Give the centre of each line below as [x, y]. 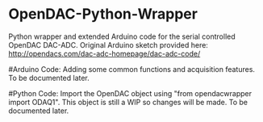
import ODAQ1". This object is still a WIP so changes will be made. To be [128, 102]
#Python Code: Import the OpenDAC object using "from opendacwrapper [130, 93]
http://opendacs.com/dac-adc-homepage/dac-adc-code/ [104, 53]
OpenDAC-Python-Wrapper [103, 14]
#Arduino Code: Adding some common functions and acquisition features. [132, 69]
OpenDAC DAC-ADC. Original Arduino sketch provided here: [108, 44]
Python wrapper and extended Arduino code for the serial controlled [122, 36]
